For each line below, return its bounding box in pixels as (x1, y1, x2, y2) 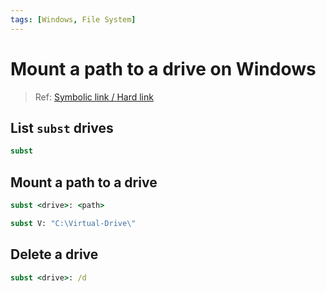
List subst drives (10, 119, 114, 136)
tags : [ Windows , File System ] (10, 14, 137, 25)
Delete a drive (10, 246, 99, 263)
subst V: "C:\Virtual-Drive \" (10, 218, 137, 228)
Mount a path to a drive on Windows (10, 57, 317, 80)
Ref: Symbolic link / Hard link (34, 91, 154, 103)
